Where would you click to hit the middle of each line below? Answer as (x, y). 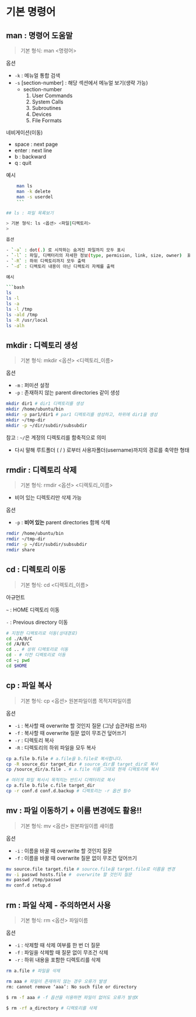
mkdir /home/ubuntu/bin (35, 409)
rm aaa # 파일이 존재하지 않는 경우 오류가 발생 (56, 981)
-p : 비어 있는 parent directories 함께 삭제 (62, 523)
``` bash (15, 287)
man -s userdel (35, 197)
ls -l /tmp (19, 309)
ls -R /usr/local (27, 320)
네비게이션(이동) (24, 133)
